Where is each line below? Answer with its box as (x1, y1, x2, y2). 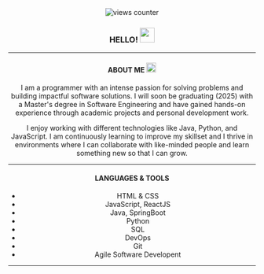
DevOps (124, 232, 152, 243)
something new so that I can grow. (76, 148, 188, 157)
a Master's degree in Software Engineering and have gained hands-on (18, 99, 246, 109)
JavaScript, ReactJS (104, 199, 171, 209)
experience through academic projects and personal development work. (15, 108, 249, 117)
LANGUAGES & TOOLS (94, 173, 170, 183)
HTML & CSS (116, 191, 159, 200)
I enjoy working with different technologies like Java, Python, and (26, 123, 238, 132)
